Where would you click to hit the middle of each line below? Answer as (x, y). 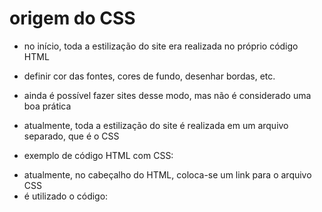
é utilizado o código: (66, 196)
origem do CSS (72, 18)
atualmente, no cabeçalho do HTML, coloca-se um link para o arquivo (167, 174)
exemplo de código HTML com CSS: (98, 155)
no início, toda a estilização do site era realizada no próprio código (161, 46)
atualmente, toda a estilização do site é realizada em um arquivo (156, 125)
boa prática (47, 106)
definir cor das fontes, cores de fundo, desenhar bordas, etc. (149, 76)
